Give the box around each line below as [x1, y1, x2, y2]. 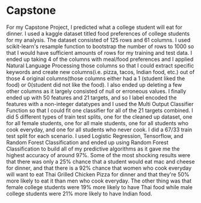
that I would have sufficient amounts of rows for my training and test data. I [6, 49, 193, 56]
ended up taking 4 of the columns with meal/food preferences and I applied [6, 55, 194, 63]
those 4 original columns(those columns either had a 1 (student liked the [6, 75, 185, 82]
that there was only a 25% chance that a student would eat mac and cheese [6, 158, 195, 165]
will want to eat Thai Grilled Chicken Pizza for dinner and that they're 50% [6, 170, 190, 178]
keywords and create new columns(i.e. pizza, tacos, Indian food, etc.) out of [6, 68, 195, 75]
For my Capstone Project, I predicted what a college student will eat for [6, 23, 182, 31]
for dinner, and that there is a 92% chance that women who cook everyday [6, 164, 192, 172]
